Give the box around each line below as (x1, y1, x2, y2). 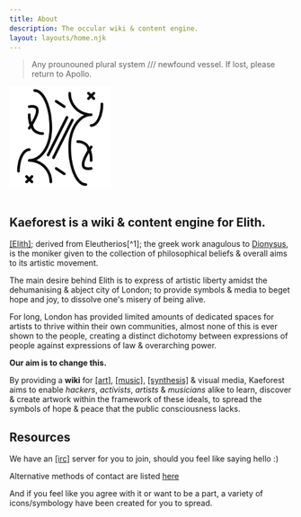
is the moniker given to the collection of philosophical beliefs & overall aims (9, 248, 288, 259)
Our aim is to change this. (9, 357, 107, 368)
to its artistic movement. (9, 258, 99, 268)
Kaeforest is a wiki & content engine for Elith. (9, 215, 267, 230)
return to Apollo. (31, 68, 93, 80)
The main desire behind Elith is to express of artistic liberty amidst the (9, 275, 268, 286)
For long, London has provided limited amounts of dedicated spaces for (9, 311, 274, 322)
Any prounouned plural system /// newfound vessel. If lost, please (31, 59, 276, 70)
